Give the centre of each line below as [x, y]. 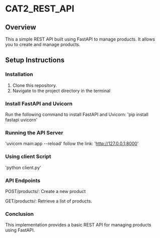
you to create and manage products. [43, 44]
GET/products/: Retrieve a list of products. [49, 201]
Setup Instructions [35, 60]
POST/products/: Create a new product [46, 191]
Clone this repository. [35, 85]
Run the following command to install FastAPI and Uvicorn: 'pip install [77, 114]
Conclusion [20, 214]
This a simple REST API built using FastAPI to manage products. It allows [80, 39]
